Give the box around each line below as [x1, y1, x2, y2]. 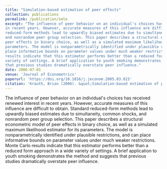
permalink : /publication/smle [5, 16, 68, 21]
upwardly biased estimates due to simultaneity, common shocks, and [5, 110, 147, 117]
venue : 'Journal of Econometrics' [5, 72, 77, 77]
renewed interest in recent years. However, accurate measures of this [5, 100, 148, 106]
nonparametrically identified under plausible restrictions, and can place [5, 132, 151, 138]
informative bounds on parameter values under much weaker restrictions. [5, 137, 156, 143]
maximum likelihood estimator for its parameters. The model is [5, 126, 133, 132]
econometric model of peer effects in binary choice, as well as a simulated [5, 121, 158, 127]
